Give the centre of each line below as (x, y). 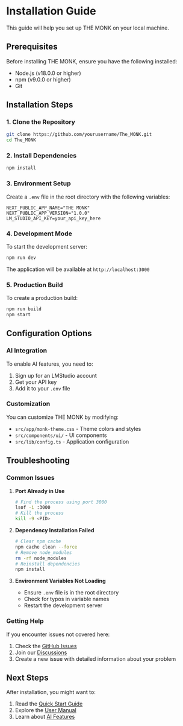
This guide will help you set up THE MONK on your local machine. (88, 28)
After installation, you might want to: (51, 692)
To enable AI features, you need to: (50, 364)
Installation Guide (51, 11)
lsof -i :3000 (33, 508)
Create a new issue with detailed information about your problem (95, 658)
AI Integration (26, 351)
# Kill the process (39, 513)
